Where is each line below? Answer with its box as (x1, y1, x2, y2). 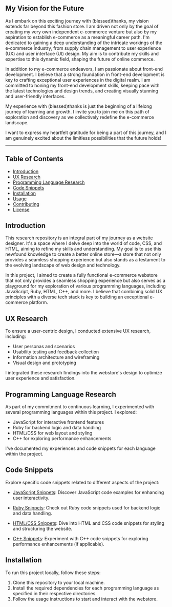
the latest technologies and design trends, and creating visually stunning (5, 87, 159, 94)
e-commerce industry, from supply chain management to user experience (5, 45, 161, 51)
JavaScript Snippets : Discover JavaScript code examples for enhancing (12, 489, 164, 495)
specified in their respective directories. (12, 590, 97, 596)
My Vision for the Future (5, 4, 84, 13)
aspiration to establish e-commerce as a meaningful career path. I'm (5, 34, 150, 40)
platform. (29, 299, 49, 306)
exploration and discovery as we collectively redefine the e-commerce (5, 114, 155, 120)
